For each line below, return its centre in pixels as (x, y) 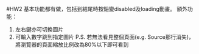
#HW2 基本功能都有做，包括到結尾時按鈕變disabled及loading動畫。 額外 (97, 9)
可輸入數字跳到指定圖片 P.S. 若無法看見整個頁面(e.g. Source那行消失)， (105, 37)
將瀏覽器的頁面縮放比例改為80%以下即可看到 (72, 45)
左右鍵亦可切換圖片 (39, 29)
